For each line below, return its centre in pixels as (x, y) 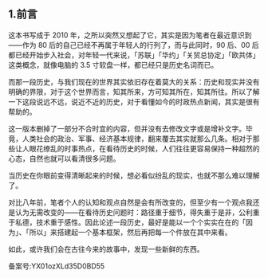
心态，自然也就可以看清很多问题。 (64, 159)
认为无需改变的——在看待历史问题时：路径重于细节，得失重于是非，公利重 (137, 212)
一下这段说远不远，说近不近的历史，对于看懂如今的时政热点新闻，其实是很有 (134, 101)
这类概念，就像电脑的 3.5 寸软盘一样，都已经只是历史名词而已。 (113, 65)
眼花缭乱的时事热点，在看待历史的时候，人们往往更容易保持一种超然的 (144, 148)
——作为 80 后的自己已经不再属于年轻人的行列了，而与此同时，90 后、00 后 (134, 45)
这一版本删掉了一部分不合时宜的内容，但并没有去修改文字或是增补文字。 (127, 128)
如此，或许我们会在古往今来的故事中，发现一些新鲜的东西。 (106, 249)
